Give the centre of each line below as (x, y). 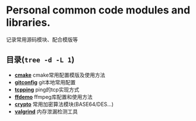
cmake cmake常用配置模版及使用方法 (60, 75)
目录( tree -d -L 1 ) (40, 60)
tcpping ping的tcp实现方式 (47, 89)
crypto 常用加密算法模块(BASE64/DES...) (64, 104)
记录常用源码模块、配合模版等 (42, 39)
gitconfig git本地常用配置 (45, 82)
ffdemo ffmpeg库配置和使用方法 (53, 96)
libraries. (28, 23)
